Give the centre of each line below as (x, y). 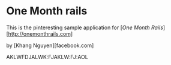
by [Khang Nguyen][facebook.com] (50, 45)
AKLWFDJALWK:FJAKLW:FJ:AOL (47, 57)
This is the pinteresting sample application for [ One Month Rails (85, 27)
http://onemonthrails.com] (40, 33)
